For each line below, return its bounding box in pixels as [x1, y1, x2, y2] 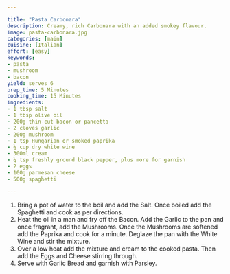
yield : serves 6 [7, 80, 54, 87]
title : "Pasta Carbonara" [7, 16, 81, 23]
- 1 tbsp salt [7, 106, 48, 113]
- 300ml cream [7, 150, 48, 157]
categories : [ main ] [7, 35, 63, 42]
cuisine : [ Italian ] [7, 42, 63, 49]
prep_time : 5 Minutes [7, 87, 69, 93]
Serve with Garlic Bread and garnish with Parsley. [16, 259, 157, 267]
